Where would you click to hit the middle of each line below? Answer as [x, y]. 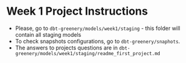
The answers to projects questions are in [66, 48]
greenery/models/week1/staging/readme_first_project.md [88, 53]
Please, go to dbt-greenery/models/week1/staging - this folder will [98, 28]
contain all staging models [48, 34]
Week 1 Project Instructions [77, 11]
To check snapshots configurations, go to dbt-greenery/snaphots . [98, 41]
